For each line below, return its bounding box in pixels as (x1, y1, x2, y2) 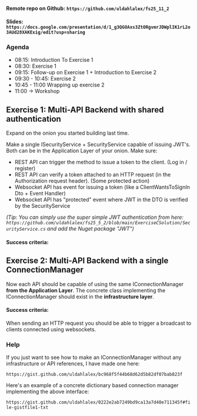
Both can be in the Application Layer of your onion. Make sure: (6, 147, 158, 154)
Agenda (6, 43, 29, 51)
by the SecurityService (14, 202, 71, 209)
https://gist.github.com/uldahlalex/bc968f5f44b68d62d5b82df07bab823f (6, 371, 183, 378)
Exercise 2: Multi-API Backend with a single (6, 256, 169, 266)
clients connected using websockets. (6, 325, 96, 332)
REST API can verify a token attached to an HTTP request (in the (14, 171, 171, 178)
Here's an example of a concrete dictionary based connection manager (6, 382, 179, 389)
